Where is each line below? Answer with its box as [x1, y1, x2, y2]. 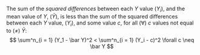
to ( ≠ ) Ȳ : [6, 27, 27, 34]
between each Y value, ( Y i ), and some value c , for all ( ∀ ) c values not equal [6, 19, 194, 27]
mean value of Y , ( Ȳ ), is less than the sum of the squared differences [6, 13, 178, 20]
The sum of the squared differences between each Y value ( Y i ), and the [6, 5, 185, 14]
